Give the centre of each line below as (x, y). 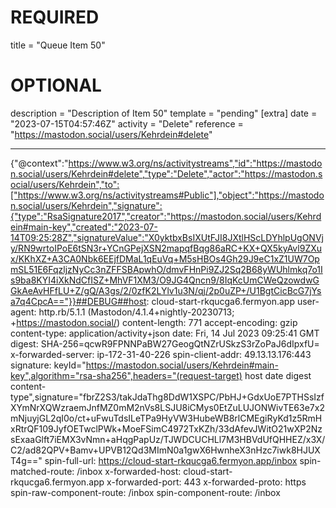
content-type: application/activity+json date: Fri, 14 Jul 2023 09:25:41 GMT (165, 333)
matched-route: (42, 471)
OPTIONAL (56, 85)
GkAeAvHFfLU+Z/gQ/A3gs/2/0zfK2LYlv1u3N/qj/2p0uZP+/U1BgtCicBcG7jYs (166, 290)
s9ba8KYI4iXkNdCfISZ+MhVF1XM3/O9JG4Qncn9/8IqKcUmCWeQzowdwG (165, 280)
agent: (23, 312)
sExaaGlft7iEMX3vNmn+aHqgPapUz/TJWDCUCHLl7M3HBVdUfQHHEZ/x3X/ (168, 439)
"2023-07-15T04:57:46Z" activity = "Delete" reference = (127, 123)
